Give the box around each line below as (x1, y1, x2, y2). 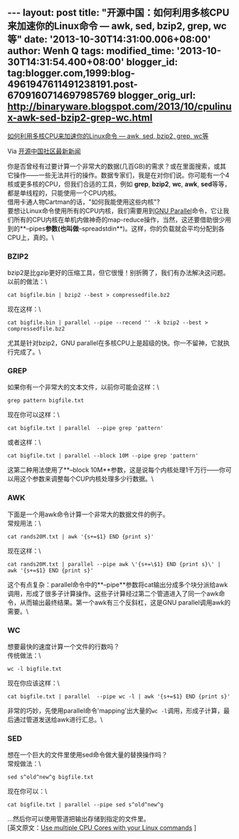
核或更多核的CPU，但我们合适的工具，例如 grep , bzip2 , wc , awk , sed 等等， (7, 179, 231, 188)
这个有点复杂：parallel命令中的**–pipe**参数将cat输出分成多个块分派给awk (7, 580, 228, 589)
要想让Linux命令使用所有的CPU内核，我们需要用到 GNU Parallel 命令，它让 (7, 206, 223, 215)
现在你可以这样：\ (7, 410, 60, 419)
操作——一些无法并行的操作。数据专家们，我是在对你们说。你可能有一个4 (13, 170, 230, 179)
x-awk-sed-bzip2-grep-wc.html (7, 112, 153, 124)
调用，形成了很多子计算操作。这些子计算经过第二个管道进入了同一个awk (7, 589, 219, 598)
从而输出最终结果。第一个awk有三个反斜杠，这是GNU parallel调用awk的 (19, 598, 231, 607)
